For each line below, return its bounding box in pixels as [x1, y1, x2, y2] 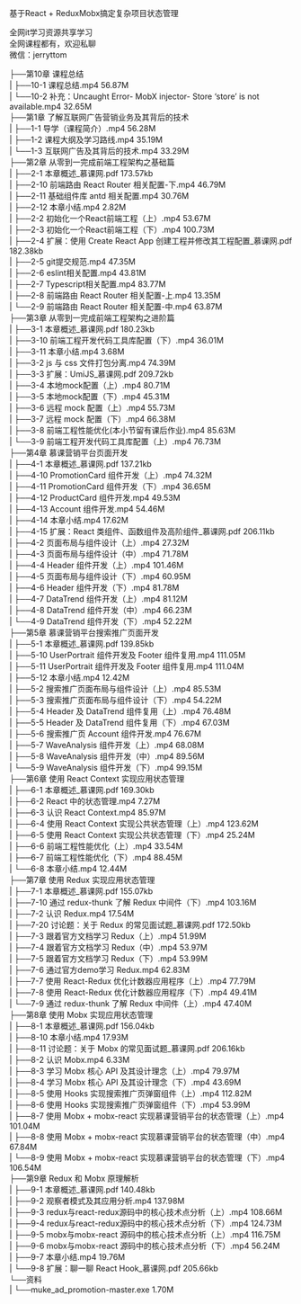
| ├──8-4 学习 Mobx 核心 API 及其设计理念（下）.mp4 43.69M [9, 1077, 242, 1087]
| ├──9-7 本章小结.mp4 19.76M [9, 1252, 126, 1262]
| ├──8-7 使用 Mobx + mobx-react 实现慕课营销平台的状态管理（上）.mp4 [9, 1111, 285, 1121]
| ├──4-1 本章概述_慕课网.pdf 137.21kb [9, 459, 153, 469]
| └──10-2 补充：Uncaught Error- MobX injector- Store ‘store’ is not [9, 91, 260, 102]
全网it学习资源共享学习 [9, 27, 93, 38]
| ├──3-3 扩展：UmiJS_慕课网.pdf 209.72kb [9, 369, 173, 380]
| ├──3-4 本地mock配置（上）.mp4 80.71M [9, 380, 171, 390]
